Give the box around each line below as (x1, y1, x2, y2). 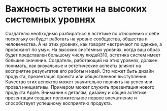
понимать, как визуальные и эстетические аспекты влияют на (5, 63, 141, 69)
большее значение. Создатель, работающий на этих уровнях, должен (5, 57, 158, 63)
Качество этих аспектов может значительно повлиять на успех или (5, 79, 153, 85)
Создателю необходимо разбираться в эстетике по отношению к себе (5, 30, 160, 36)
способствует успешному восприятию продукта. (5, 100, 112, 106)
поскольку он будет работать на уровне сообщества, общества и (5, 36, 148, 42)
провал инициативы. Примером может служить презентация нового (5, 84, 155, 90)
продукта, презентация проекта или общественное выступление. (5, 73, 148, 79)
